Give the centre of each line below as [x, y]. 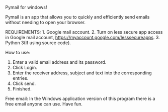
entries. [20, 78]
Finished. [22, 89]
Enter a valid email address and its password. [59, 62]
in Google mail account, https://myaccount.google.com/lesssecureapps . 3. [82, 37]
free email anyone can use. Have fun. [44, 104]
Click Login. [25, 68]
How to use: [18, 52]
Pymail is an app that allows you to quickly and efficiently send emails [77, 17]
